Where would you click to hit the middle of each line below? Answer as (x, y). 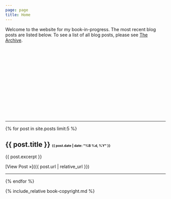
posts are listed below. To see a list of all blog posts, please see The (77, 35)
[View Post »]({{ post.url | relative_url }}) (48, 167)
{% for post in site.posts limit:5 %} (41, 129)
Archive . (14, 40)
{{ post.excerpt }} (24, 157)
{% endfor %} (20, 181)
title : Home (18, 15)
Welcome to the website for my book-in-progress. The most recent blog (81, 29)
